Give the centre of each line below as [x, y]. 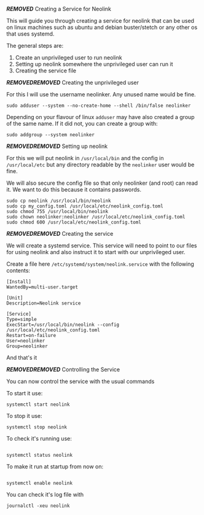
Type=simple [22, 319]
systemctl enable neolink [39, 483]
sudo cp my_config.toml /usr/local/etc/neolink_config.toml [85, 206]
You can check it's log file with [45, 494]
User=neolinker [26, 341]
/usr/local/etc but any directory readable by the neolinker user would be [100, 165]
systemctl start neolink [38, 405]
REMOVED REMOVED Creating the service [60, 234]
